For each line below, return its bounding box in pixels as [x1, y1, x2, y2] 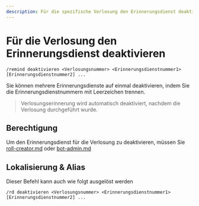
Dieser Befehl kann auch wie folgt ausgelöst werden [6, 178, 133, 185]
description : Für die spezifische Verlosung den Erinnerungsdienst [6, 8, 176, 15]
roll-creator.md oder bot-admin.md [6, 145, 92, 152]
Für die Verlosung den [6, 34, 117, 47]
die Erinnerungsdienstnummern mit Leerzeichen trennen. [6, 88, 146, 95]
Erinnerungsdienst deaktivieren [6, 47, 166, 60]
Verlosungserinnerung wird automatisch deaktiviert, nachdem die [20, 99, 181, 107]
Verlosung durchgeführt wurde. [20, 106, 98, 113]
